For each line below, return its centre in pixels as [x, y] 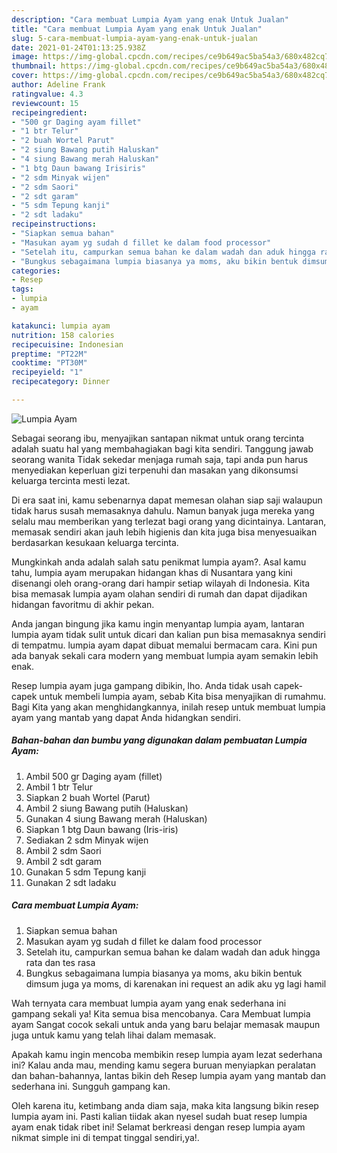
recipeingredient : [49, 112]
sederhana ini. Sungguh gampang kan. [91, 1086]
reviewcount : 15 [45, 103]
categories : [36, 271]
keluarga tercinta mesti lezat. [71, 480]
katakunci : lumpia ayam [61, 326]
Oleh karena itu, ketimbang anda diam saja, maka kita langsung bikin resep [165, 1105]
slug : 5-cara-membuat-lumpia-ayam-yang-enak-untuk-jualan [134, 38]
